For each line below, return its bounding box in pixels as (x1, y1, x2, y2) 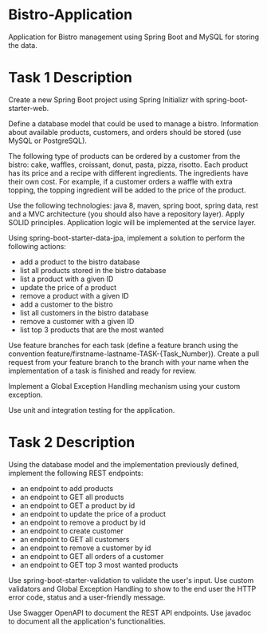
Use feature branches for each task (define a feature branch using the (8, 340, 239, 350)
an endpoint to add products (19, 483, 114, 493)
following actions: (8, 241, 66, 251)
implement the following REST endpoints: (8, 468, 143, 477)
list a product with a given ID (19, 274, 114, 283)
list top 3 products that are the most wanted (19, 325, 164, 335)
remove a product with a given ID (19, 291, 129, 300)
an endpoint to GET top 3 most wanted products (19, 560, 179, 569)
